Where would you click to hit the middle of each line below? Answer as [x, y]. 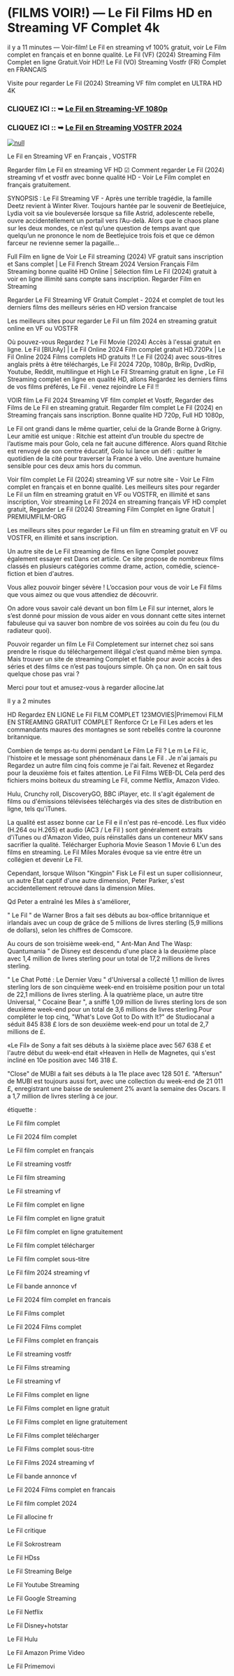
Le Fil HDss [24, 1558]
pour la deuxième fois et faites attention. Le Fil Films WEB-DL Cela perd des [116, 773]
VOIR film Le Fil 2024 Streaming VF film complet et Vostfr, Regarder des [111, 400]
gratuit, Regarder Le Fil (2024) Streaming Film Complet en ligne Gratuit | [111, 509]
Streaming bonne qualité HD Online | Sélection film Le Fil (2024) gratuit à [112, 272]
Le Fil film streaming [36, 1178]
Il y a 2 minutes [29, 701]
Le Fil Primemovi [31, 1666]
